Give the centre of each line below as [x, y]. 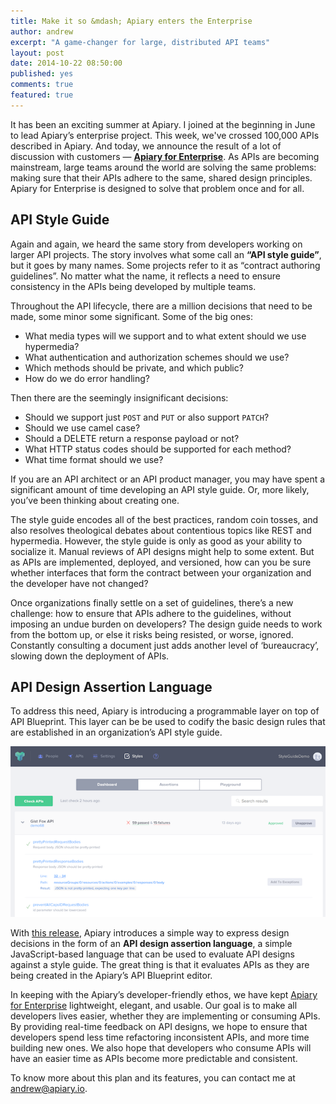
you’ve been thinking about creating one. [95, 500]
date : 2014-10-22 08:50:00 [66, 63]
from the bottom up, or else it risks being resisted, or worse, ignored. [152, 634]
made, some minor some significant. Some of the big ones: [132, 316]
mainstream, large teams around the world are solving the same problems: [163, 167]
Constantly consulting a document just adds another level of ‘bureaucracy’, [165, 645]
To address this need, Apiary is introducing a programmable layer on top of [165, 711]
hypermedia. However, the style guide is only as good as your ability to [156, 541]
